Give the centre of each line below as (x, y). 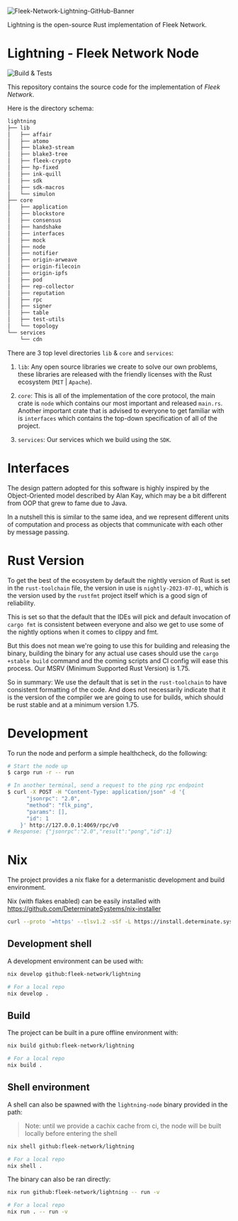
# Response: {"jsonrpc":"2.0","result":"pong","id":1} (90, 832)
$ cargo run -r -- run (41, 773)
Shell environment (49, 1087)
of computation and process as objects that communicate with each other (115, 524)
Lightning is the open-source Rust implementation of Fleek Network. (107, 25)
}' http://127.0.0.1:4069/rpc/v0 (69, 825)
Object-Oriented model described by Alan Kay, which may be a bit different (117, 495)
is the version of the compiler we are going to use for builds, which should (115, 697)
